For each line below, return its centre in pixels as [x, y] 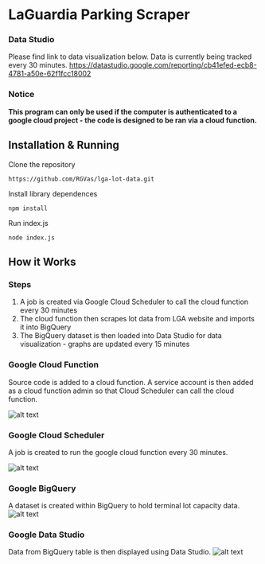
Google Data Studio [47, 535]
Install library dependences [53, 193]
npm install [28, 208]
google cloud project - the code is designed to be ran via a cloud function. [132, 120]
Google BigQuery [42, 488]
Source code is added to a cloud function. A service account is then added [131, 382]
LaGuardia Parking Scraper [99, 15]
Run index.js [29, 223]
